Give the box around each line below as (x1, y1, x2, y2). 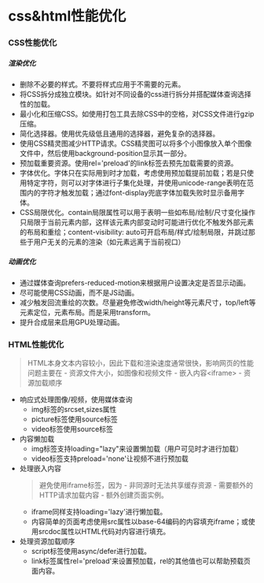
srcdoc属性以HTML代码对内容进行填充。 (38, 527, 170, 537)
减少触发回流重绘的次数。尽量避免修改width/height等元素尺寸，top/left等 (19, 298, 256, 307)
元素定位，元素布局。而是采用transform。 (19, 308, 156, 317)
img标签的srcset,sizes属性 (31, 405, 117, 414)
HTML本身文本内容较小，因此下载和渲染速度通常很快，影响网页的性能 (27, 358, 254, 368)
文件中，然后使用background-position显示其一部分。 (19, 149, 191, 158)
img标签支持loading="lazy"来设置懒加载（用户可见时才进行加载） (31, 444, 244, 454)
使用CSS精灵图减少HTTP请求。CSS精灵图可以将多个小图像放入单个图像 (19, 139, 252, 148)
